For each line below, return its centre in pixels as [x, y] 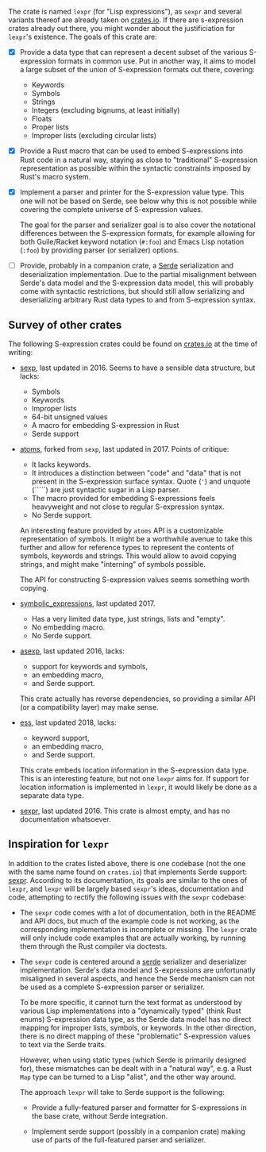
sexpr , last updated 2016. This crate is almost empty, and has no [125, 811]
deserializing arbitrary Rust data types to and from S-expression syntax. [138, 300]
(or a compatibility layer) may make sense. [89, 707]
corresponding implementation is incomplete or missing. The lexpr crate [138, 929]
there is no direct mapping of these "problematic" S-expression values [135, 1036]
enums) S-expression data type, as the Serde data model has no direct [135, 1019]
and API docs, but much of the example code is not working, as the [129, 921]
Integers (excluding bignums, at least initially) [106, 110]
